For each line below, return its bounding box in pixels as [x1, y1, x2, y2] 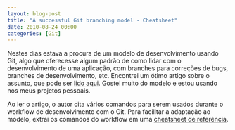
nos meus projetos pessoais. [7, 86, 91, 95]
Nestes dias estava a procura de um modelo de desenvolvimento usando [7, 49, 220, 58]
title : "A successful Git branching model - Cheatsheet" [7, 17, 178, 24]
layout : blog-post [7, 10, 61, 18]
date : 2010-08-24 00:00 [7, 23, 77, 30]
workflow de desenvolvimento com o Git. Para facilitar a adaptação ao [7, 108, 211, 116]
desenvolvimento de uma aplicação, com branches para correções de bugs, [7, 64, 229, 72]
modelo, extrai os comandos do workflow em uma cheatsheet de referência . [7, 115, 229, 124]
